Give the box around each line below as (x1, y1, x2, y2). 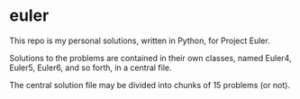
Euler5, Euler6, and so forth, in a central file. (9, 62, 172, 73)
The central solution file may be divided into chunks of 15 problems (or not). (9, 79, 291, 90)
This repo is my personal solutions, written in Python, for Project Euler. (9, 35, 270, 46)
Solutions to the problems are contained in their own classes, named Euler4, (9, 52, 292, 63)
